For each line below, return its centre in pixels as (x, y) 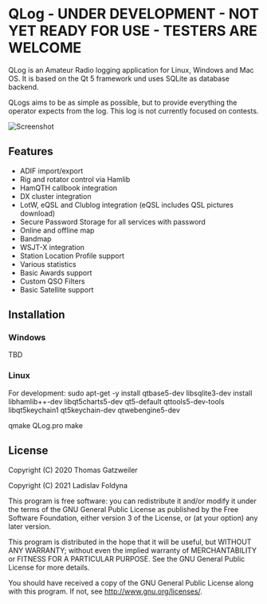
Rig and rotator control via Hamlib (75, 179)
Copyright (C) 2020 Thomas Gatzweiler (73, 470)
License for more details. (49, 567)
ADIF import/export (51, 171)
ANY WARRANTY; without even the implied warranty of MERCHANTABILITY (133, 550)
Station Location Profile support (72, 256)
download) (37, 213)
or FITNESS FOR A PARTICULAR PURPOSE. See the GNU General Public (127, 558)
